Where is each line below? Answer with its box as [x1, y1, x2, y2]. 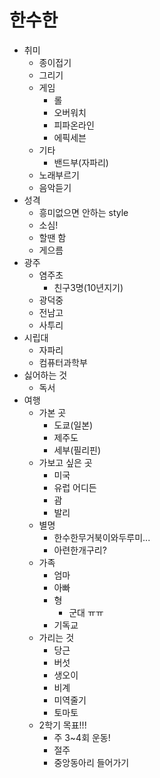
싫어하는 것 [23, 369, 68, 381]
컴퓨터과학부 [38, 356, 88, 368]
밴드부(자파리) [53, 156, 109, 168]
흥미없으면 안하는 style [38, 206, 129, 218]
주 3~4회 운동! [53, 731, 111, 743]
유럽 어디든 [53, 481, 97, 493]
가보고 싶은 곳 [38, 456, 93, 468]
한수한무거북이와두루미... [53, 531, 151, 543]
